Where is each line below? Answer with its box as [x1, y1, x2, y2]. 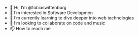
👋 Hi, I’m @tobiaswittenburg [9, 5, 67, 10]
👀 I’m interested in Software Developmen [9, 10, 93, 16]
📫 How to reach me [9, 26, 51, 31]
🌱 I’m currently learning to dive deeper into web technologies [9, 15, 134, 20]
